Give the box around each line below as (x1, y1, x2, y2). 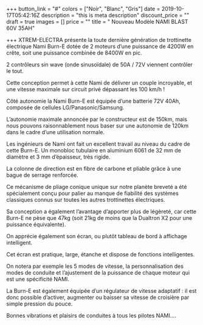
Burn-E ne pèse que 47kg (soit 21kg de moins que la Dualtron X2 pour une (6, 214, 193, 221)
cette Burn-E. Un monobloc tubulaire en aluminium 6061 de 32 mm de (6, 147, 181, 154)
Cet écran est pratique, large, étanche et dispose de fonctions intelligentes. (6, 251, 195, 258)
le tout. (6, 67, 24, 75)
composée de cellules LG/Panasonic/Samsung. (6, 104, 125, 111)
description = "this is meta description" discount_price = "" (41, 12, 190, 19)
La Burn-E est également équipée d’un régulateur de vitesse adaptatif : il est (6, 287, 197, 294)
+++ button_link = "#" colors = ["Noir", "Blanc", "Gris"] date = (6, 5, 160, 12)
